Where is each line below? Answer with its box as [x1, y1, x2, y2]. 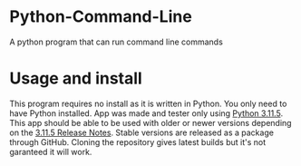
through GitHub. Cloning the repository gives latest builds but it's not [9, 136, 266, 147]
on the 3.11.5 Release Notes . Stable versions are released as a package [9, 127, 275, 138]
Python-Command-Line [9, 6, 192, 27]
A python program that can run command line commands [9, 36, 224, 47]
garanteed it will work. [9, 146, 92, 157]
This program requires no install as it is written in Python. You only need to [9, 98, 287, 109]
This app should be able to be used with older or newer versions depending [9, 117, 292, 128]
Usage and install [9, 68, 142, 89]
